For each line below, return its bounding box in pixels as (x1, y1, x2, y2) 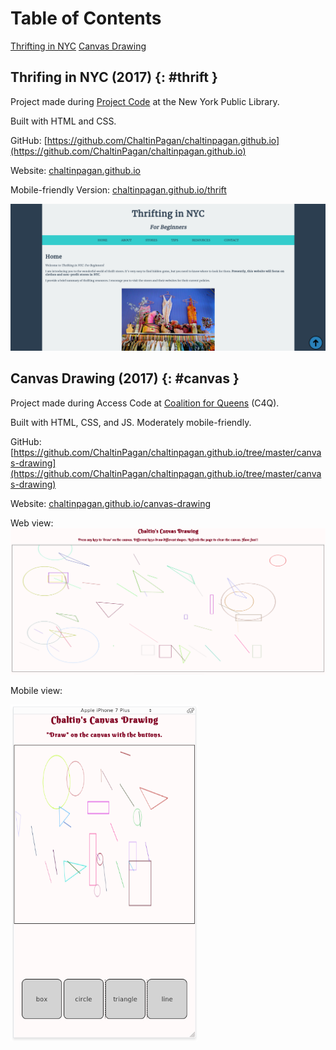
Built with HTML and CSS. (10, 115, 117, 127)
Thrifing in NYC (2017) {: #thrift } (10, 69, 218, 86)
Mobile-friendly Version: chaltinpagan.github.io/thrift (10, 183, 227, 196)
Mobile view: (10, 684, 63, 696)
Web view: (10, 517, 54, 529)
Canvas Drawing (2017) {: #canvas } (10, 370, 240, 387)
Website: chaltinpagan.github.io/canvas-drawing (10, 497, 211, 509)
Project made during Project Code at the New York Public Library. (10, 95, 280, 107)
